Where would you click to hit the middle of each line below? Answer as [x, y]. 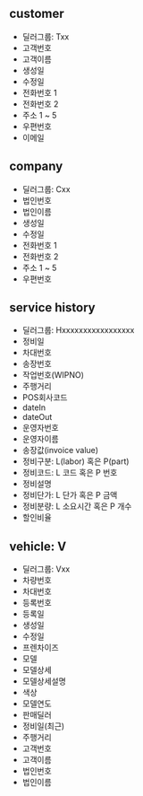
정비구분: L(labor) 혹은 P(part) [76, 461]
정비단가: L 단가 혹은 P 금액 [70, 495]
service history [52, 308]
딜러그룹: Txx [46, 36]
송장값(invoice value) [60, 450]
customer [37, 14]
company [36, 166]
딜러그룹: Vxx [46, 569]
